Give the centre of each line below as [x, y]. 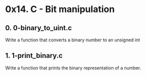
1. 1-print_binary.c [34, 56]
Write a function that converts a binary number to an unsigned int [73, 40]
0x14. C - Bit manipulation [60, 9]
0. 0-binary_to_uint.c [39, 28]
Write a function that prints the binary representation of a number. [73, 68]
